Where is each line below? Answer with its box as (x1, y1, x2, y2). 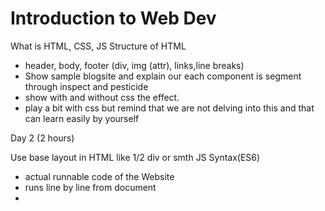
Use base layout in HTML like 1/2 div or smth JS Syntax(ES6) (10, 151, 261, 163)
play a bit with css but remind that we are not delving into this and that (24, 102, 315, 114)
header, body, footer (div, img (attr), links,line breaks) (24, 59, 245, 71)
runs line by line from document (24, 181, 157, 193)
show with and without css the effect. (24, 91, 180, 103)
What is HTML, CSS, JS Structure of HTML (10, 40, 187, 52)
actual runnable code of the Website (24, 170, 175, 182)
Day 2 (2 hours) (10, 132, 75, 144)
